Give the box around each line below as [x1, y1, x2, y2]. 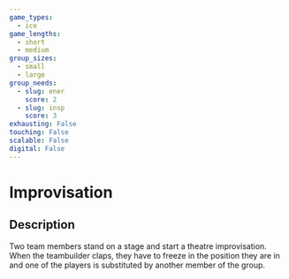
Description [9, 217, 75, 232]
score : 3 [25, 111, 57, 120]
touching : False [9, 128, 69, 137]
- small [17, 63, 46, 72]
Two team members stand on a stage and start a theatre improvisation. [9, 240, 267, 252]
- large [17, 71, 46, 79]
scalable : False [9, 136, 69, 145]
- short [17, 37, 46, 47]
